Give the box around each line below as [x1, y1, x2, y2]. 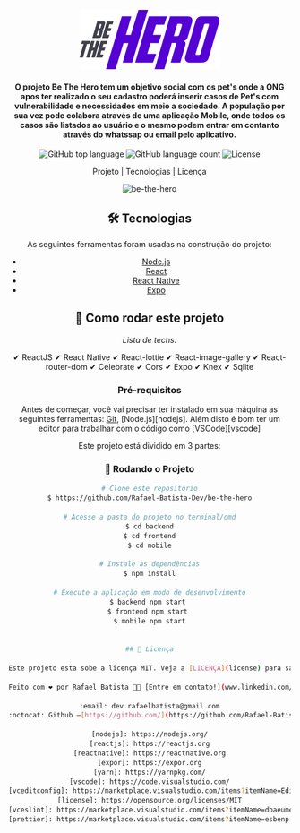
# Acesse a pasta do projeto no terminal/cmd [63, 512, 236, 522]
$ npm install [123, 570, 176, 579]
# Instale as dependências [99, 560, 201, 569]
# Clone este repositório [101, 485, 198, 494]
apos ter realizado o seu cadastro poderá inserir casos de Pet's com [20, 90, 279, 101]
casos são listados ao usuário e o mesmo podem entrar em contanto [20, 119, 279, 130]
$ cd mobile [127, 541, 172, 550]
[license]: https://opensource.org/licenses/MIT [56, 796, 243, 805]
